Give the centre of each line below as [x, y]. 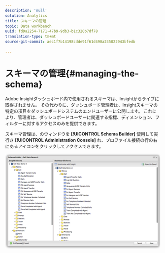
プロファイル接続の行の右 [132, 140]
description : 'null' [26, 10]
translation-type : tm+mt [31, 37]
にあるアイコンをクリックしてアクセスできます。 [54, 146]
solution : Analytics [26, 16]
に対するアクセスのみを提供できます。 [61, 123]
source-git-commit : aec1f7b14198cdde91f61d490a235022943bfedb [70, 42]
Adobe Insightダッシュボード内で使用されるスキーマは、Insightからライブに [82, 98]
